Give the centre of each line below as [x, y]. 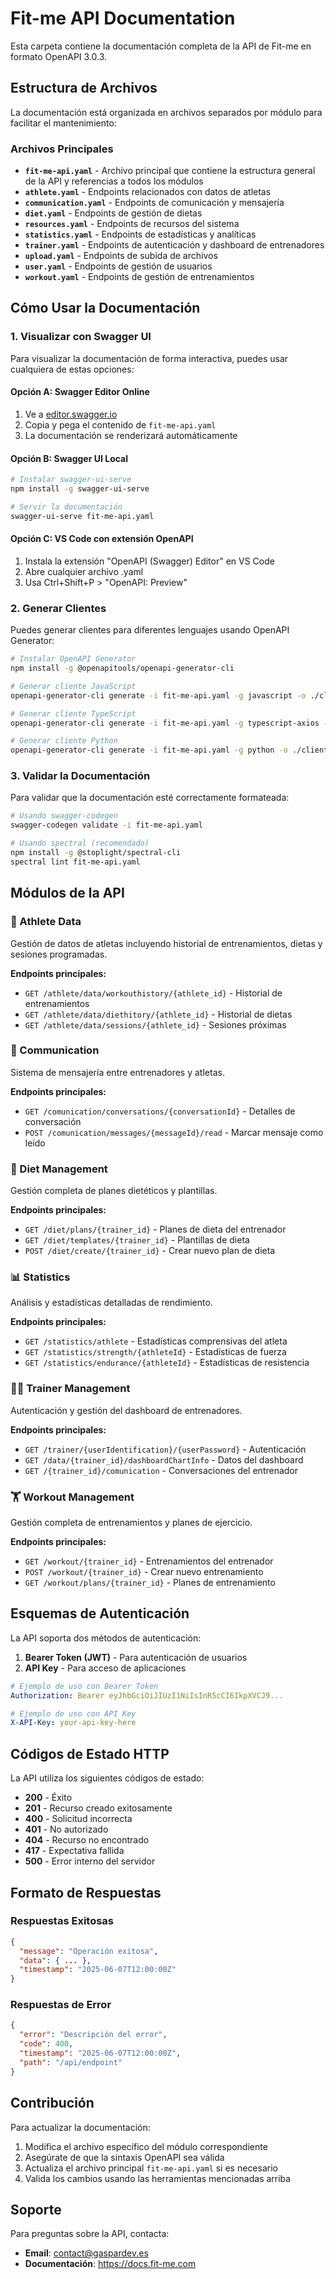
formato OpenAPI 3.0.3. [59, 56]
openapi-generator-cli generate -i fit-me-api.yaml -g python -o [149, 750]
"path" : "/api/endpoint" [71, 2062]
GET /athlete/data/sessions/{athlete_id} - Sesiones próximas [155, 1024]
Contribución [52, 2103]
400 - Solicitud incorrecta [78, 1819]
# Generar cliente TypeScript [73, 713]
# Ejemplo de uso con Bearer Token [84, 1686]
